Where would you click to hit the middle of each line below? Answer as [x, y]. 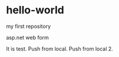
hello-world [35, 10]
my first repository [29, 26]
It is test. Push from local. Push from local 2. [59, 49]
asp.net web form [27, 37]
